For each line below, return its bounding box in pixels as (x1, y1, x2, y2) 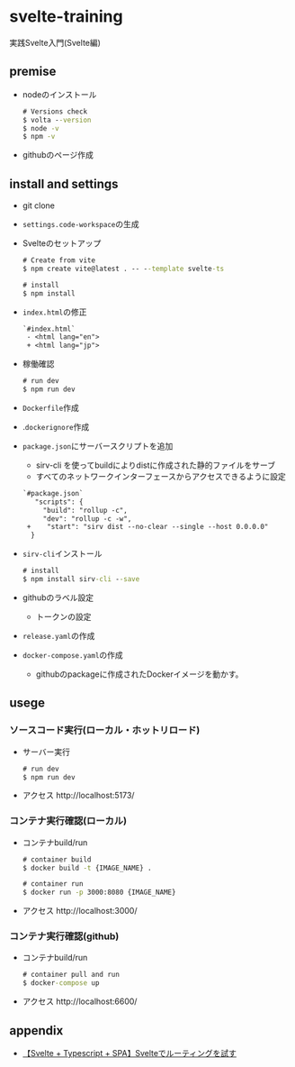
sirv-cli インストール (22, 548, 103, 560)
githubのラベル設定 (22, 592, 94, 603)
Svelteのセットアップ (22, 238, 102, 249)
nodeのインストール (22, 88, 97, 100)
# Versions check (22, 106, 88, 116)
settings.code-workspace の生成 (22, 219, 139, 230)
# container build (22, 854, 92, 864)
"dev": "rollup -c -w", (42, 514, 132, 524)
